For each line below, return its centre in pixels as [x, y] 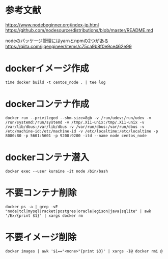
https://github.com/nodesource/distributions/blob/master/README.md [79, 30]
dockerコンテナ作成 [47, 104]
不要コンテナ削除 [41, 193]
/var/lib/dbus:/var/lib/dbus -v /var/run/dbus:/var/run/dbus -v [75, 127]
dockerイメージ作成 [47, 69]
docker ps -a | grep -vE [32, 207]
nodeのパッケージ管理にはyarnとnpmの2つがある [57, 41]
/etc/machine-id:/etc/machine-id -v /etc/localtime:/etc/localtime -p [82, 131]
